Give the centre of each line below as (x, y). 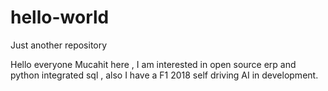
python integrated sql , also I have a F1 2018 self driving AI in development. (164, 75)
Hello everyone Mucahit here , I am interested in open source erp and (153, 64)
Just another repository (59, 45)
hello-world (60, 17)
